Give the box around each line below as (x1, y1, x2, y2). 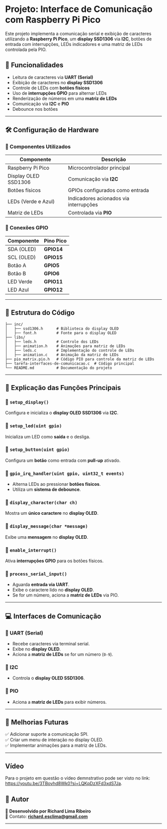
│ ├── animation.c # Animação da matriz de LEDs (5, 352, 119, 357)
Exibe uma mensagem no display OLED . (5, 534, 88, 540)
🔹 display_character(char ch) (5, 499, 78, 506)
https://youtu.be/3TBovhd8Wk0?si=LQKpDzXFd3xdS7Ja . (5, 781, 123, 787)
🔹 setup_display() (5, 398, 49, 405)
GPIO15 (44, 253, 63, 260)
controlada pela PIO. (5, 46, 47, 52)
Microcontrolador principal (68, 165, 130, 172)
